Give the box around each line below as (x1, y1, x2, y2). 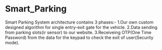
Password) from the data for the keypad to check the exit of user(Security (5, 35, 154, 40)
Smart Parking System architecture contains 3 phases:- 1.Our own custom (5, 19, 154, 25)
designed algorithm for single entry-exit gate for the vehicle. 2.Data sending (5, 24, 158, 30)
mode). (5, 39, 20, 45)
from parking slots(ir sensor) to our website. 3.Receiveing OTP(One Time (5, 29, 152, 35)
